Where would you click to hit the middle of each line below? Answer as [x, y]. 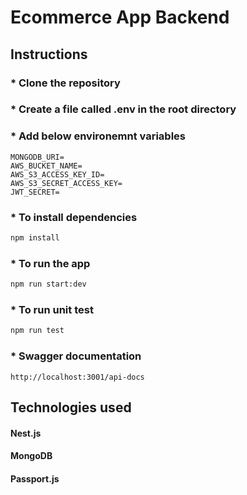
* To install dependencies [74, 217]
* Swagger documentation [76, 356]
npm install [35, 238]
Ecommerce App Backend [120, 17]
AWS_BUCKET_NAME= [46, 166]
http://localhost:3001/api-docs [77, 377]
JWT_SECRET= [35, 192]
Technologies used [71, 407]
